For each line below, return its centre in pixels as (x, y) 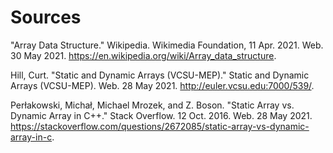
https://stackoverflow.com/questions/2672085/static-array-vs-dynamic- (160, 126)
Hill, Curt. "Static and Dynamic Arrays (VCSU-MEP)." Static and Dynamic (160, 75)
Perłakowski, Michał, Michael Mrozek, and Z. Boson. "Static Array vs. (152, 105)
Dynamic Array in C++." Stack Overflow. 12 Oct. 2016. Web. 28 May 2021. (161, 115)
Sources (46, 17)
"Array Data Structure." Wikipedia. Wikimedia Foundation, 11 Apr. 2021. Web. (167, 45)
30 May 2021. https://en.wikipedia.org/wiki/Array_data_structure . (143, 55)
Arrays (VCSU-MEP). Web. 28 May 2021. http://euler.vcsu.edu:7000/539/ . (162, 85)
